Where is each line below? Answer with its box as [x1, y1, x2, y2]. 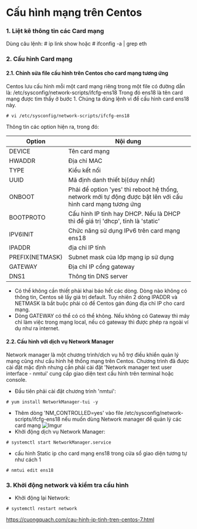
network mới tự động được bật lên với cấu [68, 192, 183, 201]
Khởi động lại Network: [14, 494, 70, 501]
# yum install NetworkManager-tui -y [6, 399, 98, 405]
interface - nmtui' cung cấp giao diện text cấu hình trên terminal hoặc [6, 370, 174, 377]
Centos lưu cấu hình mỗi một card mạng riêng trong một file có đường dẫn [6, 82, 185, 89]
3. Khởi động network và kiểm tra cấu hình [6, 481, 129, 489]
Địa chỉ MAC [68, 157, 103, 165]
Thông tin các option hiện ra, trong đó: [6, 123, 100, 130]
